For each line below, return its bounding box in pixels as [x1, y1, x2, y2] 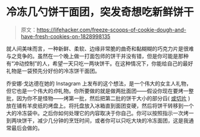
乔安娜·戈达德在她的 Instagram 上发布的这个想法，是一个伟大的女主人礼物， [6, 79, 192, 87]
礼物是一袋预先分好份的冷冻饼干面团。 [6, 67, 100, 74]
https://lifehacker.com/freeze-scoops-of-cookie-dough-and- [36, 26, 186, 33]
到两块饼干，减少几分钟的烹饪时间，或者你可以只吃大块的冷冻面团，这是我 [6, 117, 189, 124]
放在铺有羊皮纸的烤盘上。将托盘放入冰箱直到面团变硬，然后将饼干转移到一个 [6, 102, 194, 109]
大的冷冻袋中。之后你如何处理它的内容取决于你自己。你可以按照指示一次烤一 [6, 109, 194, 116]
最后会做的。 [11, 124, 43, 131]
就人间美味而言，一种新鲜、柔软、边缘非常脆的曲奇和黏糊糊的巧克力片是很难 [6, 45, 194, 52]
